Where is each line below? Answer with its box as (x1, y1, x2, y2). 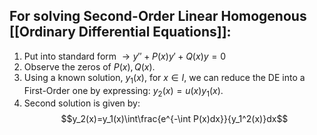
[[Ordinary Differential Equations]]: (9, 24, 232, 41)
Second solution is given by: (23, 97, 141, 109)
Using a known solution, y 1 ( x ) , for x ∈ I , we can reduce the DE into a (23, 71, 306, 86)
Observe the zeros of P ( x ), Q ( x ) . (23, 60, 156, 73)
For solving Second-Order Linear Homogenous (9, 8, 307, 25)
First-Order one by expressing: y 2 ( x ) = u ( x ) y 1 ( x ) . (23, 84, 224, 99)
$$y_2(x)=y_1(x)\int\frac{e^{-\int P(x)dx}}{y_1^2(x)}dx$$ (60, 113, 289, 125)
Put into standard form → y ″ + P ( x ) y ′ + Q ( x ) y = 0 (23, 50, 227, 62)
